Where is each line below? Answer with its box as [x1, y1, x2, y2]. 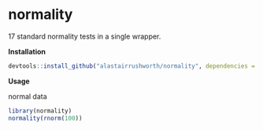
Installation [8, 46, 46, 56]
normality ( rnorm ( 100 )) [8, 114, 83, 122]
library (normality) [8, 106, 72, 115]
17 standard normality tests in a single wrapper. [8, 32, 161, 41]
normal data [8, 91, 47, 101]
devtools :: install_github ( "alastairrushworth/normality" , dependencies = [8, 61, 256, 70]
